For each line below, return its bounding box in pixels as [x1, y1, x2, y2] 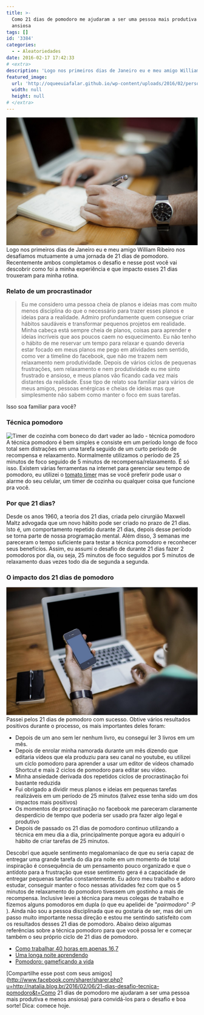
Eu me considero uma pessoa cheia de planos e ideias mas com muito [21, 301, 197, 308]
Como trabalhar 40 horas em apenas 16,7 [15, 944, 119, 952]
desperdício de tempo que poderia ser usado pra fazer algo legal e [15, 811, 183, 819]
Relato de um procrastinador [6, 286, 92, 295]
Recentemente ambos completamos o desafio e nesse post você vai [6, 259, 177, 266]
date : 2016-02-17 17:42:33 [6, 55, 75, 61]
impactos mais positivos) [15, 798, 78, 806]
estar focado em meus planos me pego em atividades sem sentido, [21, 346, 189, 353]
